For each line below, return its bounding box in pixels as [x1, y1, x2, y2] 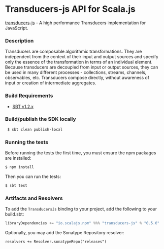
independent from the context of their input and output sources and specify [5, 54, 159, 60]
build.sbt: [5, 211, 24, 217]
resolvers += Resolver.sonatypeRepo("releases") [5, 239, 107, 244]
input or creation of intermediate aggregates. [5, 80, 97, 86]
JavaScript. [5, 25, 29, 31]
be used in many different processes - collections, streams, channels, [5, 70, 147, 75]
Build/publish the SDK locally [5, 116, 76, 123]
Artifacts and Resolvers [5, 195, 63, 202]
